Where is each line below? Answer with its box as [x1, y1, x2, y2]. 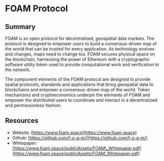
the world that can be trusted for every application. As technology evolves [5, 46, 155, 52]
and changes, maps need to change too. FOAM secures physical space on [5, 51, 155, 57]
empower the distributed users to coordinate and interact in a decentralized [5, 97, 158, 103]
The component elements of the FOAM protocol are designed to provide [5, 77, 151, 82]
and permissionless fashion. [5, 103, 62, 108]
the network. [5, 67, 31, 73]
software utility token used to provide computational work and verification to [5, 62, 159, 67]
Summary [5, 23, 36, 31]
